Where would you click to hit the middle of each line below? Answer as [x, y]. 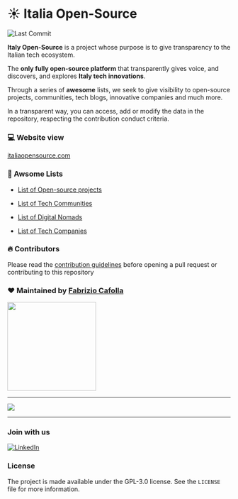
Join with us [29, 432]
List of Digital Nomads [50, 217]
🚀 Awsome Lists [35, 174]
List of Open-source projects [60, 190]
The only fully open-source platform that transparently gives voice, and [113, 68]
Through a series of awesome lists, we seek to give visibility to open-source [119, 89]
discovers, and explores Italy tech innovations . [76, 76]
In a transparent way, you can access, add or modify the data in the [106, 111]
